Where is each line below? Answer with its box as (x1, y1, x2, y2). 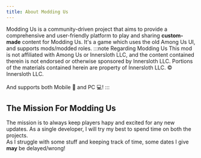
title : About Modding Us (6, 8, 69, 15)
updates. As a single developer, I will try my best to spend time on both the (6, 125, 191, 133)
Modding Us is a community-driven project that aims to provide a (6, 25, 167, 33)
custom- (161, 31, 184, 39)
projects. (6, 132, 28, 139)
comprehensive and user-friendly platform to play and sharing (6, 31, 161, 39)
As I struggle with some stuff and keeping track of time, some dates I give (6, 138, 189, 145)
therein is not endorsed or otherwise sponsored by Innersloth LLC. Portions (6, 57, 193, 65)
